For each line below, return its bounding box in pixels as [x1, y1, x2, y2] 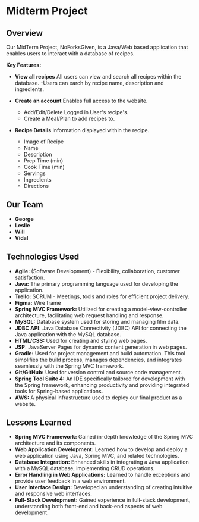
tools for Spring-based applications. [14, 387, 103, 395]
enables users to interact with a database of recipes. [6, 50, 135, 57]
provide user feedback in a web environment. [14, 477, 127, 485]
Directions [23, 183, 49, 189]
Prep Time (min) [23, 157, 64, 164]
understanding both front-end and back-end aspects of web [14, 503, 163, 510]
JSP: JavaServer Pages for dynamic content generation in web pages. [14, 343, 187, 351]
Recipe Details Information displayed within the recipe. [14, 127, 150, 133]
